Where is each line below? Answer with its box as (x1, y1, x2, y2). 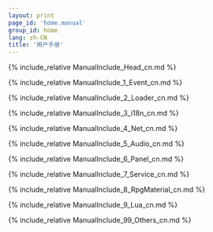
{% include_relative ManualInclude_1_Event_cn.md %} (8, 78, 183, 88)
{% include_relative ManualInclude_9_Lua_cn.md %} (8, 200, 178, 210)
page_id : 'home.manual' (8, 19, 87, 27)
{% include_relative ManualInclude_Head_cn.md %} (8, 62, 177, 72)
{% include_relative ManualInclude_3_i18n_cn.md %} (8, 108, 179, 118)
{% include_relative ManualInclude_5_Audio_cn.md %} (8, 139, 185, 148)
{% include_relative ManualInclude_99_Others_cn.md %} (8, 215, 192, 225)
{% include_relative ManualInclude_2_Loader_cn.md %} (8, 93, 189, 103)
